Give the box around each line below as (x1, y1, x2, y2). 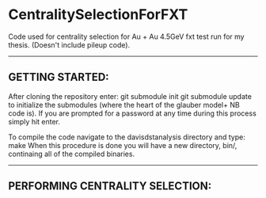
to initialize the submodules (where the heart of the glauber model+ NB (8, 100, 240, 109)
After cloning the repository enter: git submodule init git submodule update (8, 91, 252, 101)
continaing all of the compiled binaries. (8, 149, 135, 158)
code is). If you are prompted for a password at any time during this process (8, 109, 257, 118)
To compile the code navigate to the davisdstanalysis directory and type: (8, 132, 245, 142)
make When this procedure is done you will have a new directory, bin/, (8, 140, 237, 150)
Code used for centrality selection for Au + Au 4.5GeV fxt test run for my (8, 32, 245, 41)
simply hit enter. (8, 116, 61, 126)
